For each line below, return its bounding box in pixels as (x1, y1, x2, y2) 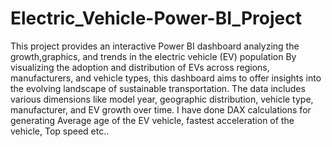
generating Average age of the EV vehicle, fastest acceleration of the (10, 114, 295, 126)
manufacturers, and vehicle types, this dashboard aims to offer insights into (10, 72, 322, 84)
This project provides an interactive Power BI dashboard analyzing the (10, 40, 300, 52)
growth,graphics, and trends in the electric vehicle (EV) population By (10, 50, 297, 62)
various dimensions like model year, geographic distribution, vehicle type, (10, 93, 314, 105)
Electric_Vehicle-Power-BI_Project (10, 7, 302, 30)
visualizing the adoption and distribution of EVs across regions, (10, 61, 270, 73)
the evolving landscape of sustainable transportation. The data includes (10, 82, 306, 94)
